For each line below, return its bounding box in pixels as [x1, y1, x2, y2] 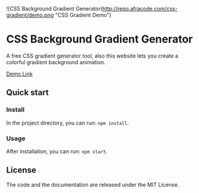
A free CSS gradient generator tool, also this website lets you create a [6, 52, 179, 59]
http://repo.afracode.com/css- [102, 5, 178, 12]
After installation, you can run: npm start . [6, 147, 108, 155]
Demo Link [6, 70, 33, 77]
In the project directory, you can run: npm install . [6, 119, 129, 126]
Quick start [6, 88, 49, 98]
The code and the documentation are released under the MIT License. [6, 181, 180, 188]
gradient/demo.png [6, 11, 54, 19]
